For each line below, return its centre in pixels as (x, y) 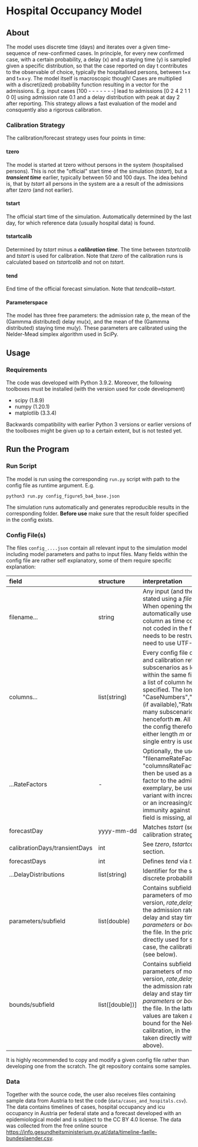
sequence (18, 53)
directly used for (165, 939)
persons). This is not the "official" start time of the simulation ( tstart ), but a (97, 171)
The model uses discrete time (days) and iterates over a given (81, 47)
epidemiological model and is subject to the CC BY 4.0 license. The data (94, 1120)
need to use (159, 643)
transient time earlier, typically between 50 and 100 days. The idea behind (97, 177)
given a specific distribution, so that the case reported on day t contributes (97, 66)
